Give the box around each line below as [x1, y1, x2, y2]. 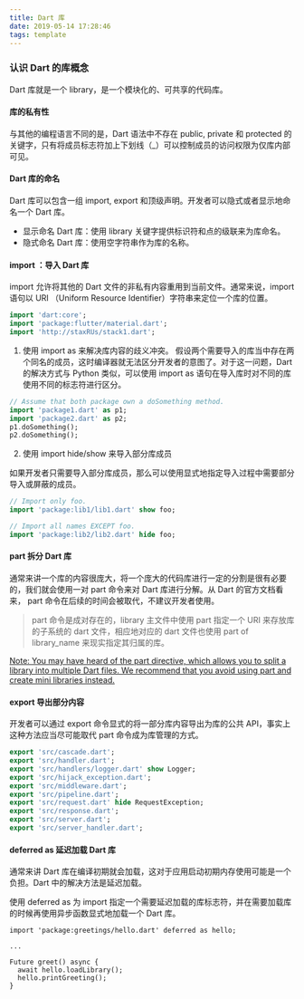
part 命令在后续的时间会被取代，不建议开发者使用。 [26, 595, 220, 606]
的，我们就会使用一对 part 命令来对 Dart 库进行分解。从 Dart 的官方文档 [9, 583, 276, 594]
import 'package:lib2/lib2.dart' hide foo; [9, 530, 176, 539]
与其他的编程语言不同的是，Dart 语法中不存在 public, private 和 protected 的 [9, 128, 292, 139]
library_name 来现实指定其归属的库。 [31, 637, 169, 648]
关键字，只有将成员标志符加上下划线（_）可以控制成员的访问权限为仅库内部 [9, 139, 291, 150]
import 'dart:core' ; [9, 311, 88, 320]
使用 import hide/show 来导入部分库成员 [22, 448, 173, 459]
